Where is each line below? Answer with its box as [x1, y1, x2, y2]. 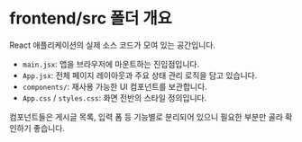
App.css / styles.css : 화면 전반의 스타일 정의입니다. [22, 92, 207, 103]
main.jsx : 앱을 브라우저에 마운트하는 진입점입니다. [22, 58, 200, 69]
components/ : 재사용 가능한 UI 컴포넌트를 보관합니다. [22, 81, 207, 92]
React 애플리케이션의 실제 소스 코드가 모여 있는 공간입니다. [9, 40, 216, 50]
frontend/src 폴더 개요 [9, 8, 173, 29]
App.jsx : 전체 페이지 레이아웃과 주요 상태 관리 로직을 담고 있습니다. [22, 69, 258, 81]
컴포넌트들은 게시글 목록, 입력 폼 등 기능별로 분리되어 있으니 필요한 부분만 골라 [9, 111, 284, 122]
